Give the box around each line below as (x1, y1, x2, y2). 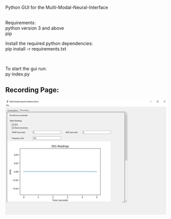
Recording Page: (5, 86, 59, 94)
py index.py (5, 71, 30, 77)
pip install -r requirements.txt (5, 46, 66, 52)
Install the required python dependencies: (5, 40, 93, 46)
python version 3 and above (5, 25, 64, 31)
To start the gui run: (5, 66, 47, 71)
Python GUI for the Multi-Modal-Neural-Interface (5, 5, 108, 10)
